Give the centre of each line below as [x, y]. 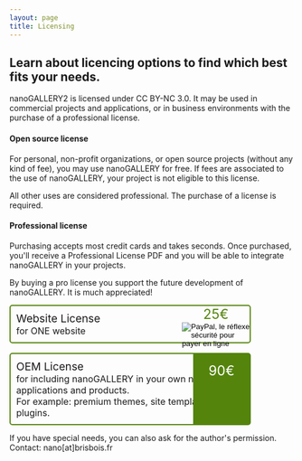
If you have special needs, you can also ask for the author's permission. [143, 437]
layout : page [34, 18]
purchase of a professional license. [75, 118]
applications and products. [73, 390]
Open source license [49, 138]
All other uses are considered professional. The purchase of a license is [143, 195]
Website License [59, 318]
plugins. [33, 412]
